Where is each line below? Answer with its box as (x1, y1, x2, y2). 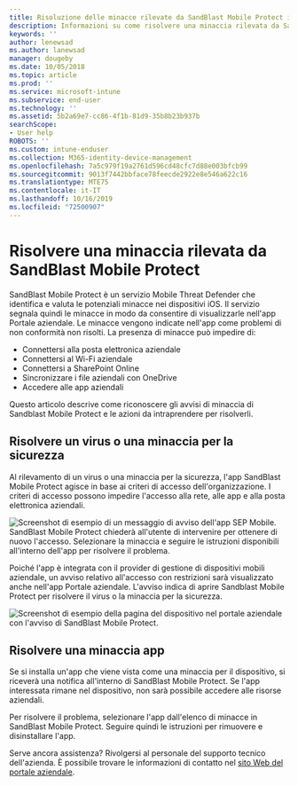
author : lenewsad (9, 37, 74, 47)
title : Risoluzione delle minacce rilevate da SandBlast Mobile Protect (9, 12, 284, 22)
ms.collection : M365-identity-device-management (9, 153, 192, 162)
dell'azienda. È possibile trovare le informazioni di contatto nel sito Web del (9, 758, 284, 768)
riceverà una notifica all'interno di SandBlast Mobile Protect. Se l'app (9, 676, 260, 687)
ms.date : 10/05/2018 (9, 63, 86, 72)
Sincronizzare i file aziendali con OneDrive (21, 372, 177, 382)
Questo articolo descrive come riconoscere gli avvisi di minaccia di (9, 398, 255, 409)
